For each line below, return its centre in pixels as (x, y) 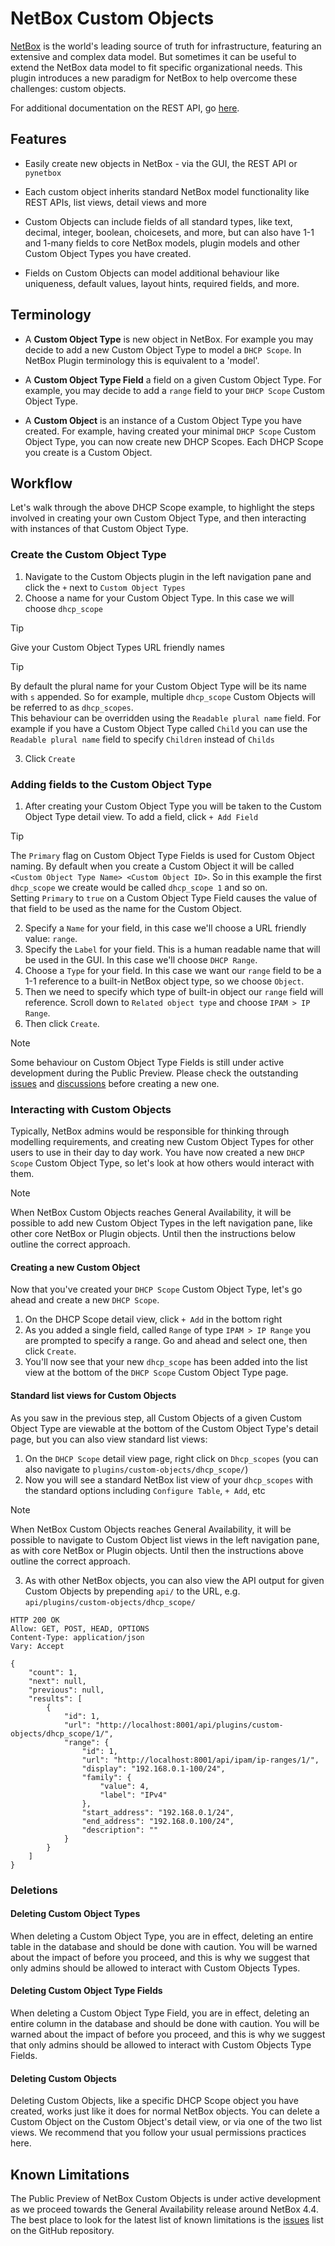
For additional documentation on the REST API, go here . (125, 108)
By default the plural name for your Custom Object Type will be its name (158, 686)
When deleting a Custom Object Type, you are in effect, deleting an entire (162, 1936)
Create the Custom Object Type (88, 555)
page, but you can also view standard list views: (109, 1439)
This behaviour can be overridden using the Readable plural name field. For (166, 718)
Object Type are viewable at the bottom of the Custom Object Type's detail (164, 1428)
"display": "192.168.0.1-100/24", (153, 1768)
